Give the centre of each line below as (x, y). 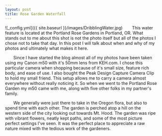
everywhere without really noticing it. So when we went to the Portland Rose (81, 83)
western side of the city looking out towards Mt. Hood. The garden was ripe (81, 113)
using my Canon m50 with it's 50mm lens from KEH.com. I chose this (74, 63)
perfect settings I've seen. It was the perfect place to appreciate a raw (75, 123)
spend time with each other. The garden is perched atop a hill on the (73, 108)
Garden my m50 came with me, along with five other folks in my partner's (78, 88)
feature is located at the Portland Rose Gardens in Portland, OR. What (74, 33)
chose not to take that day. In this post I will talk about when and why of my (80, 43)
